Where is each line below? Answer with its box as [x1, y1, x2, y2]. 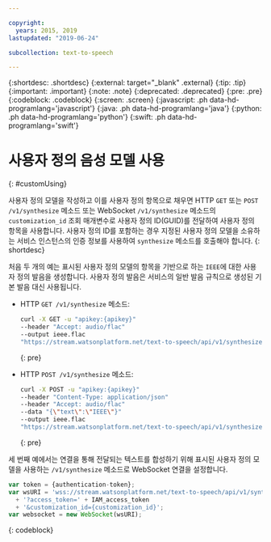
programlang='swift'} [8, 121, 79, 130]
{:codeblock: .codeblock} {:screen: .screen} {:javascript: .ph [8, 95, 208, 105]
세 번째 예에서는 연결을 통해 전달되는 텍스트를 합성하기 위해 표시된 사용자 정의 [8, 454, 252, 464]
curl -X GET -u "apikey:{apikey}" [19, 315, 136, 324]
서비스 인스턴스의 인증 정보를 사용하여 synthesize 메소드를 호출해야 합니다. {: [16, 236, 261, 246]
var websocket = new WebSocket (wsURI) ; [8, 510, 143, 519]
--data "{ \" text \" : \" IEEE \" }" [19, 408, 123, 417]
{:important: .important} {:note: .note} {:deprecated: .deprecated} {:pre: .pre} [8, 87, 263, 96]
